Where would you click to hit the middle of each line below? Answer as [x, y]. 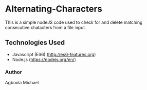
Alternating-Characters [54, 9]
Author [14, 72]
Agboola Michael [22, 83]
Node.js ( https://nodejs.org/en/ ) [44, 60]
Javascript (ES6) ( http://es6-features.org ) [54, 54]
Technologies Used [35, 43]
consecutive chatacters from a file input [45, 27]
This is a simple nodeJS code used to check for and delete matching [74, 22]
